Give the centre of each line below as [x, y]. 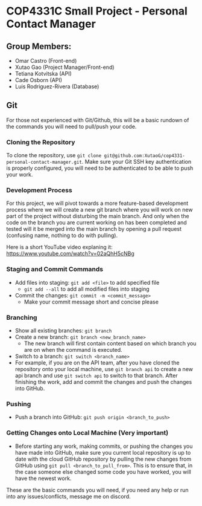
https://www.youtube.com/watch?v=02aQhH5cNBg [70, 254]
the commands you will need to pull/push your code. [71, 126]
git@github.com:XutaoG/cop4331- [145, 156]
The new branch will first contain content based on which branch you [110, 343]
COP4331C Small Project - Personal [97, 11]
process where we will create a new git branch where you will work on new [99, 210]
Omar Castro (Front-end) [46, 61]
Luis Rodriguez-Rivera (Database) [57, 86]
